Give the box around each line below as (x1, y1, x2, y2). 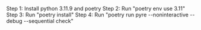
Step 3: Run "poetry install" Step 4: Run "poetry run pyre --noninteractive (6, 11, 189, 18)
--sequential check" (24, 18, 74, 24)
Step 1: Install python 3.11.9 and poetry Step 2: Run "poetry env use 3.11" (6, 5, 185, 12)
